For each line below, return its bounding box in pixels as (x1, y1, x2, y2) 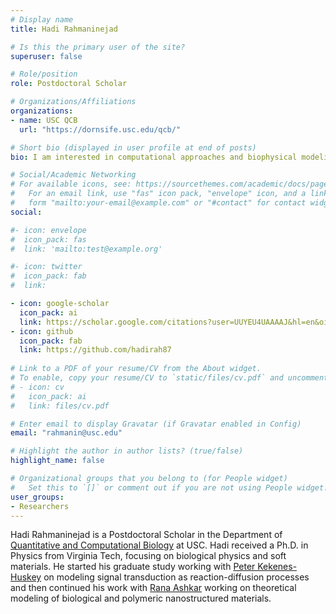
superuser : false (10, 51, 83, 61)
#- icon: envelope (10, 225, 87, 235)
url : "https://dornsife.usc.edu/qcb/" (19, 124, 182, 135)
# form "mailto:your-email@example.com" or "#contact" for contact (10, 198, 307, 208)
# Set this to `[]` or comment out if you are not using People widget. (10, 482, 329, 493)
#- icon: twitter (10, 262, 83, 272)
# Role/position (10, 69, 78, 80)
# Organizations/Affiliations (10, 97, 137, 107)
